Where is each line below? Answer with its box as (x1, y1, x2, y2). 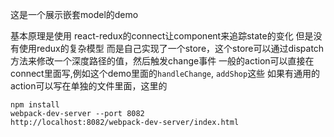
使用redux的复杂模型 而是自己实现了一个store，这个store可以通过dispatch (18, 43, 325, 54)
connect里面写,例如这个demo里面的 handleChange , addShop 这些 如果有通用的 (10, 68, 321, 79)
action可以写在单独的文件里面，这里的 (10, 80, 168, 92)
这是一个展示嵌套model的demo (10, 9, 139, 20)
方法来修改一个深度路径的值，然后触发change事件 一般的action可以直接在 (10, 55, 315, 67)
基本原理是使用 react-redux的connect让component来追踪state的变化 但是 (10, 30, 314, 42)
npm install (10, 100, 60, 110)
